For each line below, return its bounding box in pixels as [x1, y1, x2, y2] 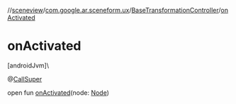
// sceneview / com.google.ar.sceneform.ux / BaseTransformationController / [7, 6, 221, 14]
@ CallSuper [7, 74, 43, 83]
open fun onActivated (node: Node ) [7, 88, 110, 97]
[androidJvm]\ [7, 61, 50, 70]
